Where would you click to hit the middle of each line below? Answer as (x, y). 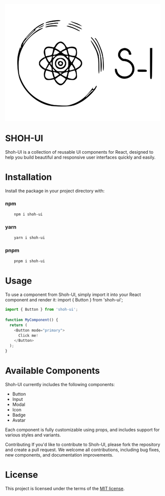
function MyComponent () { (32, 320)
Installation (29, 177)
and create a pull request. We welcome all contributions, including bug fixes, (83, 450)
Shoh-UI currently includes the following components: (60, 385)
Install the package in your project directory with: (55, 191)
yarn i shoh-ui (30, 238)
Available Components (52, 371)
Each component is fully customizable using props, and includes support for (82, 430)
